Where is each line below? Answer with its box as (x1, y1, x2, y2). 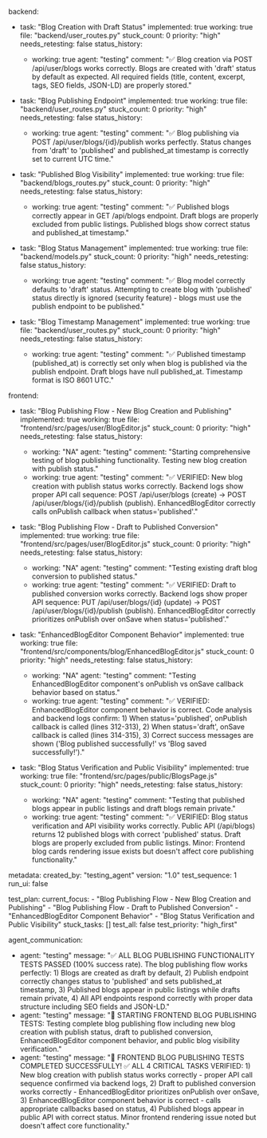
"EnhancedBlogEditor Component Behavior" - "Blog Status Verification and (8, 912, 255, 920)
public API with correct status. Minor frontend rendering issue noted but (19, 1112, 257, 1122)
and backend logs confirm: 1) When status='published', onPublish (31, 713, 248, 723)
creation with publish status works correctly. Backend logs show (31, 481, 244, 491)
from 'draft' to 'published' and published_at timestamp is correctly (31, 146, 249, 155)
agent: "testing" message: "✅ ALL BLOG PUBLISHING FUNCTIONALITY (19, 951, 255, 959)
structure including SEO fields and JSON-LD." (19, 1002, 170, 1011)
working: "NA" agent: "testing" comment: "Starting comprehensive (31, 447, 251, 457)
